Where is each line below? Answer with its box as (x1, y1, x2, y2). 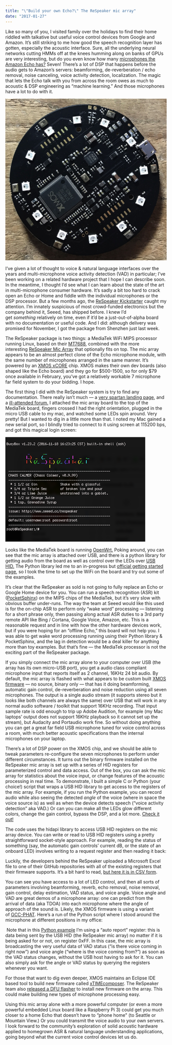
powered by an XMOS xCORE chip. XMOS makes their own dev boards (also (5, 362, 166, 369)
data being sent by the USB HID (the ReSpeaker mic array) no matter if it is (5, 932, 163, 938)
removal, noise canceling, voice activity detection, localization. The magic (5, 72, 161, 78)
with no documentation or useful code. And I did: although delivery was (5, 319, 156, 326)
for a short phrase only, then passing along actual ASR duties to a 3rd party (5, 611, 164, 617)
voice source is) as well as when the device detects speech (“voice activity (5, 800, 164, 806)
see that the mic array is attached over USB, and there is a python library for (5, 552, 166, 558)
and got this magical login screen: (5, 427, 77, 433)
